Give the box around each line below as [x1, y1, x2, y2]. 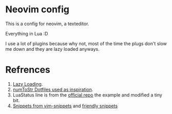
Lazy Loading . [12, 81, 43, 87]
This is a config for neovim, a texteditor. [5, 21, 89, 27]
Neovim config [5, 4, 69, 15]
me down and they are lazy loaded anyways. [5, 46, 100, 52]
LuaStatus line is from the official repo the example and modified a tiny [12, 91, 163, 98]
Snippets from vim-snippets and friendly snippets [12, 103, 118, 109]
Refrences [5, 64, 50, 75]
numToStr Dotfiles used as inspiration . [12, 86, 93, 92]
